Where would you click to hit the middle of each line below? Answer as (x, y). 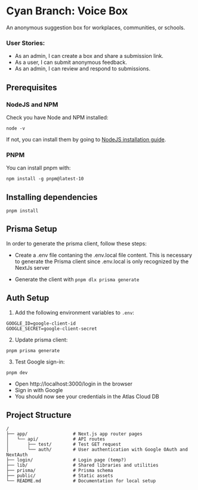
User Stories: (26, 43)
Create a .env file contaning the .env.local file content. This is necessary (103, 255)
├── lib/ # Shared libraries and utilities (83, 466)
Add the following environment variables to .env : (74, 312)
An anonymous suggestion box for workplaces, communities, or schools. (96, 27)
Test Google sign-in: (40, 362)
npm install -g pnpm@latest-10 (45, 179)
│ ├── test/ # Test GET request (64, 445)
